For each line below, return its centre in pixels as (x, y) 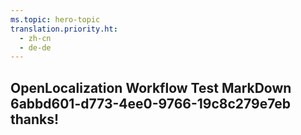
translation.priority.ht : (64, 29)
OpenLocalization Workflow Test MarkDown (151, 87)
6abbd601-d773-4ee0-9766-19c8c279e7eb (151, 103)
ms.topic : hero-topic (55, 19)
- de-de (35, 47)
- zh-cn (35, 38)
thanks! (35, 119)
